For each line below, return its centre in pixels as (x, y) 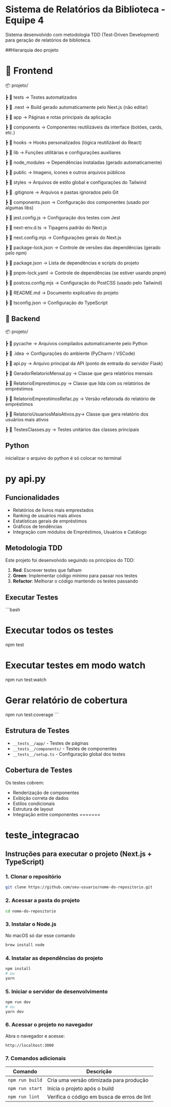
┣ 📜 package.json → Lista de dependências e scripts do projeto (72, 262)
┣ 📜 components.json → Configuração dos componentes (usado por (78, 202)
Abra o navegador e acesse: (35, 1036)
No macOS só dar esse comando (40, 935)
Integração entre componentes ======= (56, 814)
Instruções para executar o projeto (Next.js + (79, 854)
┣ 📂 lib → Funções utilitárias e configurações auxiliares (63, 152)
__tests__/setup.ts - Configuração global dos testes (69, 754)
